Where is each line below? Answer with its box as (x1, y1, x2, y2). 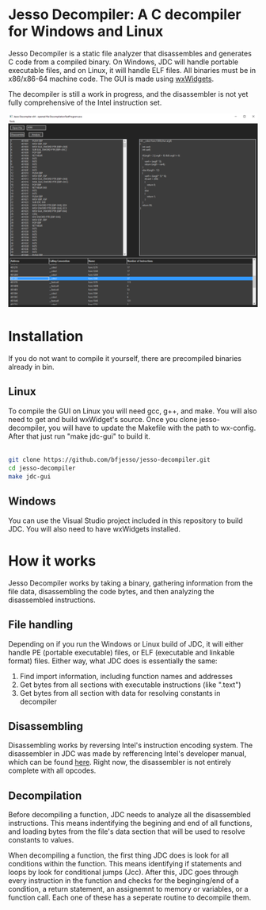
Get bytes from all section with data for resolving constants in (19, 688, 221, 697)
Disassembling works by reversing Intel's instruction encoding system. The (8, 740, 253, 751)
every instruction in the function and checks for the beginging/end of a (8, 876, 240, 885)
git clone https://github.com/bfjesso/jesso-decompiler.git (8, 456, 211, 464)
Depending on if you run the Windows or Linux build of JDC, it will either (8, 639, 244, 648)
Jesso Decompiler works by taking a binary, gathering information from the (8, 578, 253, 588)
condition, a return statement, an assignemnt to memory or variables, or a (8, 885, 249, 894)
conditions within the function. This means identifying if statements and (8, 859, 242, 869)
